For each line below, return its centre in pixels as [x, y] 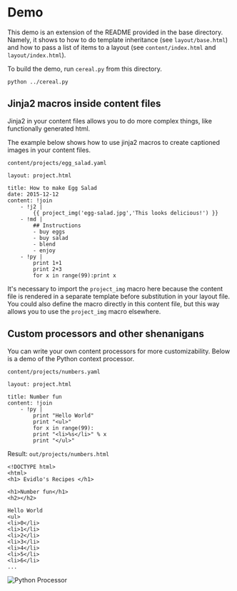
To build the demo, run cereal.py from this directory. [85, 69]
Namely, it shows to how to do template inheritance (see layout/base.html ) [118, 39]
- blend [44, 244]
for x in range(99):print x [75, 276]
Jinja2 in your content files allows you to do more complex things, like [110, 121]
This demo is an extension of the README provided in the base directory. [115, 32]
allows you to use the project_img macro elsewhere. [84, 311]
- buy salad [51, 238]
